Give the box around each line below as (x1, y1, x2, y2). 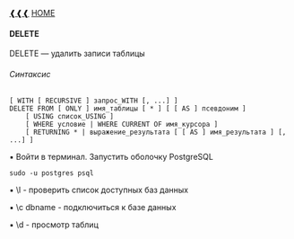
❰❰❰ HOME (9, 8, 56, 18)
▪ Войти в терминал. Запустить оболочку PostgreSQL (9, 152, 213, 163)
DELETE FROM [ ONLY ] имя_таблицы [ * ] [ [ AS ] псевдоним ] (9, 104, 246, 113)
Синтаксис (9, 68, 51, 79)
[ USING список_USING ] (25, 112, 115, 121)
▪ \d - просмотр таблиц (9, 219, 99, 230)
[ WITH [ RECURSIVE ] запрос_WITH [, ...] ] (9, 96, 178, 106)
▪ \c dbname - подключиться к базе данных (9, 202, 177, 213)
